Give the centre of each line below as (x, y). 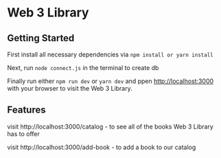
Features (26, 110)
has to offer (23, 134)
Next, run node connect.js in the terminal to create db (83, 68)
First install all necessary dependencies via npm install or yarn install (110, 54)
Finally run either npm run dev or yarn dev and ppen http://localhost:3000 (110, 81)
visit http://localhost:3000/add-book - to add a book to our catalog (102, 147)
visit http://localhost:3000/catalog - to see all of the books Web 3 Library (110, 126)
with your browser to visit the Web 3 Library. (70, 88)
